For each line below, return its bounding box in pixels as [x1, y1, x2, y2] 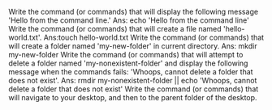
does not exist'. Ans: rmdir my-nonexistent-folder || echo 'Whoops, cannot [8, 76, 257, 85]
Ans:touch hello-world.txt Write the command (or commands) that [43, 32, 265, 42]
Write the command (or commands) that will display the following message [8, 7, 258, 16]
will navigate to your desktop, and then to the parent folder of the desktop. [8, 93, 257, 102]
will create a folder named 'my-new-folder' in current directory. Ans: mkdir [8, 41, 257, 51]
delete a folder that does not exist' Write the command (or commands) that [8, 84, 259, 94]
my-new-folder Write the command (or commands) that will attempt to [8, 50, 244, 59]
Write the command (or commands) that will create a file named [8, 24, 222, 33]
